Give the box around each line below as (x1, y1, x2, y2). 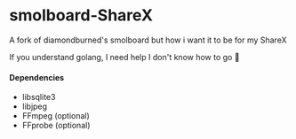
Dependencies (9, 72, 65, 82)
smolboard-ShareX (9, 5, 154, 26)
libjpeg (21, 101, 47, 112)
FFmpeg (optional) (21, 111, 91, 121)
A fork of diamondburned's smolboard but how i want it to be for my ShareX (9, 35, 287, 45)
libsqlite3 (21, 92, 56, 103)
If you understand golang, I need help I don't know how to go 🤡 (9, 51, 240, 62)
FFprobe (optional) (21, 120, 91, 131)
